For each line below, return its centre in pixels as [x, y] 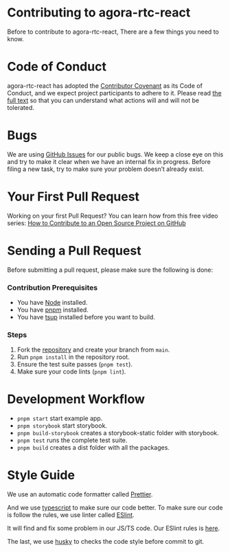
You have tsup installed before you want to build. [86, 317]
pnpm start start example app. [60, 418]
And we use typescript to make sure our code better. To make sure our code [115, 508]
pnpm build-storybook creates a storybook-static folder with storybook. [118, 433]
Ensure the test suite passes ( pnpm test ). [74, 365]
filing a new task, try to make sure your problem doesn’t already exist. [106, 169]
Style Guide [41, 475]
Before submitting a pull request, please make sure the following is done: [110, 270]
